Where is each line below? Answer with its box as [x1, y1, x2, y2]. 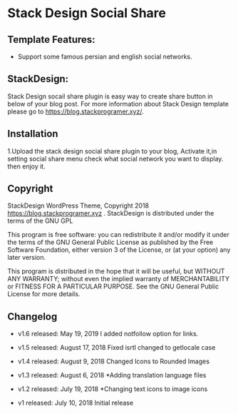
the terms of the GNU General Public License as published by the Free [7, 238, 214, 247]
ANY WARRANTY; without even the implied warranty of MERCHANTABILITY [7, 275, 230, 283]
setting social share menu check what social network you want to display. [7, 154, 224, 163]
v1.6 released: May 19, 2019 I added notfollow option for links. [17, 330, 199, 338]
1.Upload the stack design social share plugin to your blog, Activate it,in [7, 146, 217, 155]
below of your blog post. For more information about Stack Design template [7, 99, 229, 108]
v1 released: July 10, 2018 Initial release [17, 398, 134, 408]
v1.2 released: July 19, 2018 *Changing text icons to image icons [17, 385, 208, 393]
